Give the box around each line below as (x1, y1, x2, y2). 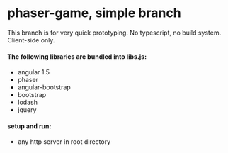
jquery (17, 106, 37, 114)
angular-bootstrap (17, 83, 71, 91)
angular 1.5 (17, 68, 50, 76)
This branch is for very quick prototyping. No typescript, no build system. (7, 28, 222, 37)
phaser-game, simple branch (7, 5, 182, 21)
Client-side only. (7, 35, 55, 44)
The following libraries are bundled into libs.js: (7, 52, 147, 61)
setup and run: (7, 122, 52, 130)
